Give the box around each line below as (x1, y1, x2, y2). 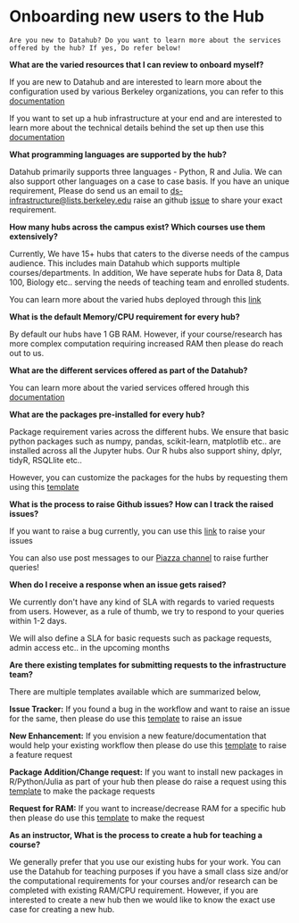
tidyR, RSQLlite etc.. (9, 454, 83, 465)
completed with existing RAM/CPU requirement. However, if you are (9, 885, 259, 895)
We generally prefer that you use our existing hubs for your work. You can (9, 856, 281, 867)
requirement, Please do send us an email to (9, 185, 169, 195)
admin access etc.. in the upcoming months (9, 642, 170, 653)
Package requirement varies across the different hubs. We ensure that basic (9, 426, 289, 437)
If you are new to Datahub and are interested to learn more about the (9, 76, 262, 87)
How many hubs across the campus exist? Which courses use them (9, 221, 266, 232)
